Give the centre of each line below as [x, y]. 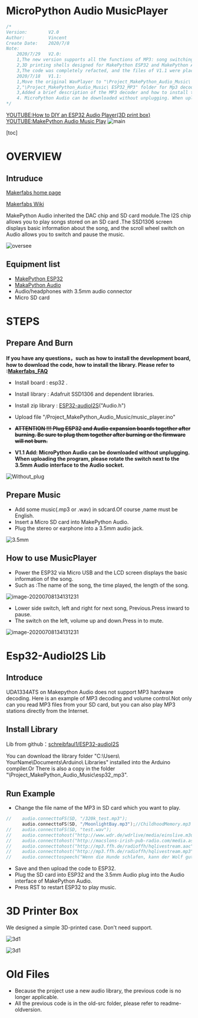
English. [24, 515]
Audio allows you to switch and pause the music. [65, 234]
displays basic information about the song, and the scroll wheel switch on [95, 228]
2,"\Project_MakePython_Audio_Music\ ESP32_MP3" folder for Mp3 [97, 87]
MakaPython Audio [38, 285]
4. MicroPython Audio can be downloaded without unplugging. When [100, 98]
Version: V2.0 [33, 32]
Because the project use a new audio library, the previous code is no [98, 991]
